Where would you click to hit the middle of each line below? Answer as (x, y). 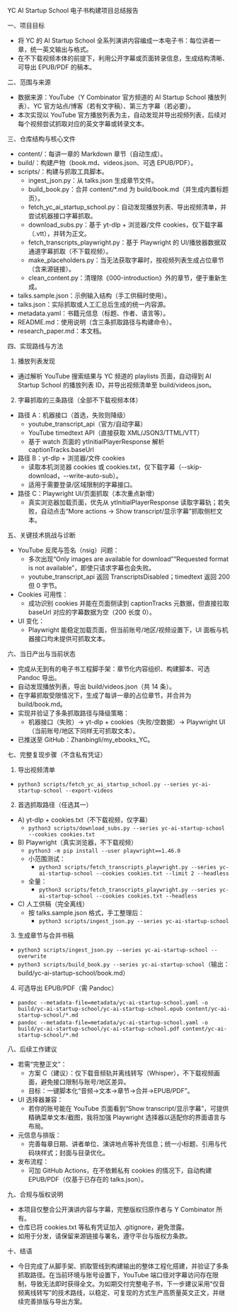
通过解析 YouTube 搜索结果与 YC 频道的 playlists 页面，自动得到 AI (115, 376)
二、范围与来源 (29, 82)
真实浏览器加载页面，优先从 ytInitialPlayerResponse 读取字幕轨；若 (126, 502)
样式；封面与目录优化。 (75, 1153)
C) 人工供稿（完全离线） (53, 904)
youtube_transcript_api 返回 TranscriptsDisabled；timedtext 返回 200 (129, 577)
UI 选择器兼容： (40, 1099)
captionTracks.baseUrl (61, 449)
